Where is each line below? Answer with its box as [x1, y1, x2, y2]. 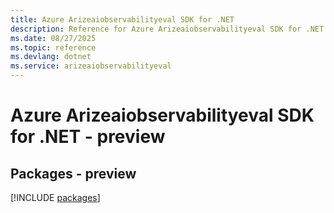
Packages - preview [10, 165, 137, 182]
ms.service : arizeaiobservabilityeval [10, 61, 172, 71]
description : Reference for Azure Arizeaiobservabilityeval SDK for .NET [10, 24, 325, 34]
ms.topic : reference [10, 42, 97, 53]
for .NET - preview [10, 126, 166, 148]
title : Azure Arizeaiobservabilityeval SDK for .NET [10, 14, 235, 25]
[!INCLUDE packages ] [10, 192, 101, 203]
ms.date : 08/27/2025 [10, 33, 97, 43]
